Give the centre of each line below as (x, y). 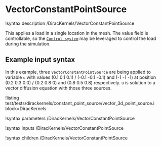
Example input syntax (40, 60)
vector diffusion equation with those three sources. (58, 88)
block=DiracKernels (26, 108)
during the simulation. (28, 43)
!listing (12, 98)
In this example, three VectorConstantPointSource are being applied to (78, 72)
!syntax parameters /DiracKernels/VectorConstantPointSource (70, 118)
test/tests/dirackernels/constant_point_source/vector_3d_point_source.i (80, 103)
